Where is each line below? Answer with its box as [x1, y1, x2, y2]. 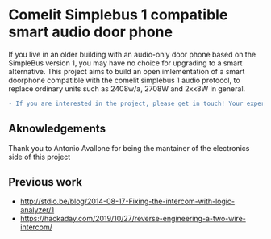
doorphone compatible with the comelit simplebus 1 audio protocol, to [8, 75, 240, 85]
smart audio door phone [8, 23, 173, 41]
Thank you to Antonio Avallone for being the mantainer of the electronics [8, 143, 250, 153]
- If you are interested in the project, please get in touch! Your [8, 99, 244, 107]
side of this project [8, 152, 71, 161]
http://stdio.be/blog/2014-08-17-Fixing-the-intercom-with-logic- [19, 196, 236, 207]
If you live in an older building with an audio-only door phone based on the [8, 49, 256, 59]
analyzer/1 [19, 205, 55, 215]
